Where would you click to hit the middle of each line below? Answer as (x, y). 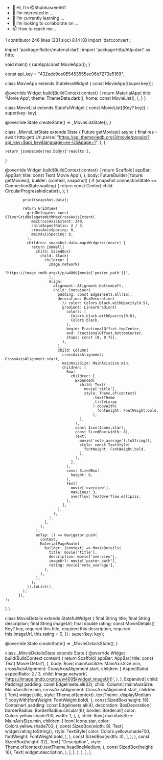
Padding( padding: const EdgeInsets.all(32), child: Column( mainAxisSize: (79, 684)
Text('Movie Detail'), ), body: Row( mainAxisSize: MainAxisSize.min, (73, 663)
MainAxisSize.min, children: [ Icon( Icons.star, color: (58, 721)
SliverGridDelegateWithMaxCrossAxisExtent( (50, 217)
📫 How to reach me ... (35, 29)
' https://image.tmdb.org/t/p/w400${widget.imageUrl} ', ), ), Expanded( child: (81, 679)
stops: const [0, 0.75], (92, 338)
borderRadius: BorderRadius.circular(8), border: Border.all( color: (70, 710)
